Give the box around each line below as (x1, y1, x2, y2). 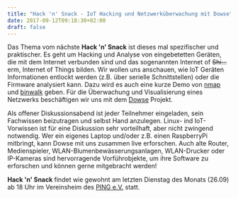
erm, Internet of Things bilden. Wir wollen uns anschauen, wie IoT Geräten (7, 65, 225, 74)
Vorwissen (7, 124, 38, 133)
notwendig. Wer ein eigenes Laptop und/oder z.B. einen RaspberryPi (7, 132, 208, 140)
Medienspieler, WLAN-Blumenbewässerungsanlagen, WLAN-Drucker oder (7, 146, 225, 156)
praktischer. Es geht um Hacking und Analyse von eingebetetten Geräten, (7, 50, 222, 59)
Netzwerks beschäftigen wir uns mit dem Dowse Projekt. (7, 95, 174, 104)
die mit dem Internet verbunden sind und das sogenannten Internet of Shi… (7, 58, 227, 66)
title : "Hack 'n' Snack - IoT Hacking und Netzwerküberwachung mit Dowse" (7, 10, 233, 18)
